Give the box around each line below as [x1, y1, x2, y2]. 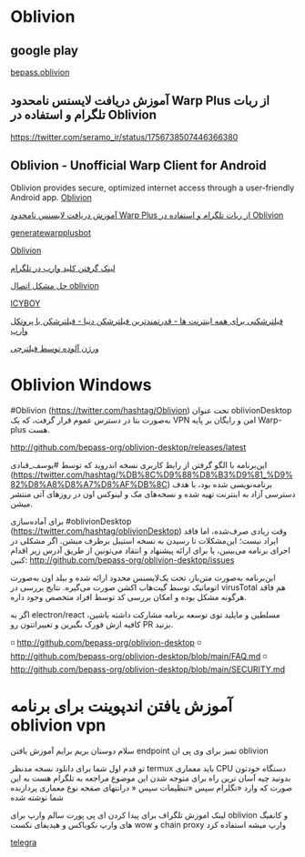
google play [10, 43, 78, 58]
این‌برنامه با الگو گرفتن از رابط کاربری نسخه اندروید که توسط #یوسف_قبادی [10, 459, 268, 470]
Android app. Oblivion [10, 191, 92, 202]
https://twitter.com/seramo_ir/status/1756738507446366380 [10, 131, 239, 142]
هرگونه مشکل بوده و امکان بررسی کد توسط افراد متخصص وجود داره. [10, 591, 247, 602]
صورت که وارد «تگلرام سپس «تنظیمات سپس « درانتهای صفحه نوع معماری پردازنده [10, 781, 293, 793]
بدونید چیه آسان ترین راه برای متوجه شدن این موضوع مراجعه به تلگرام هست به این [10, 772, 291, 783]
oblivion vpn [10, 715, 107, 735]
